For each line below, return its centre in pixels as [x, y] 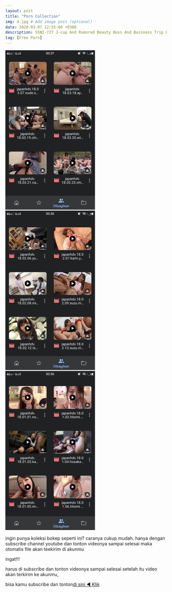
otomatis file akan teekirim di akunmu [45, 549]
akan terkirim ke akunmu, [32, 575]
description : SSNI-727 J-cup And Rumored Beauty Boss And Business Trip [84, 33]
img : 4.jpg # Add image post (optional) [49, 22]
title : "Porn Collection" [33, 16]
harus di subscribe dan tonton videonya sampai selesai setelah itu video [81, 569]
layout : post [19, 11]
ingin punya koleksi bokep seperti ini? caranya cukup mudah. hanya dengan [85, 538]
